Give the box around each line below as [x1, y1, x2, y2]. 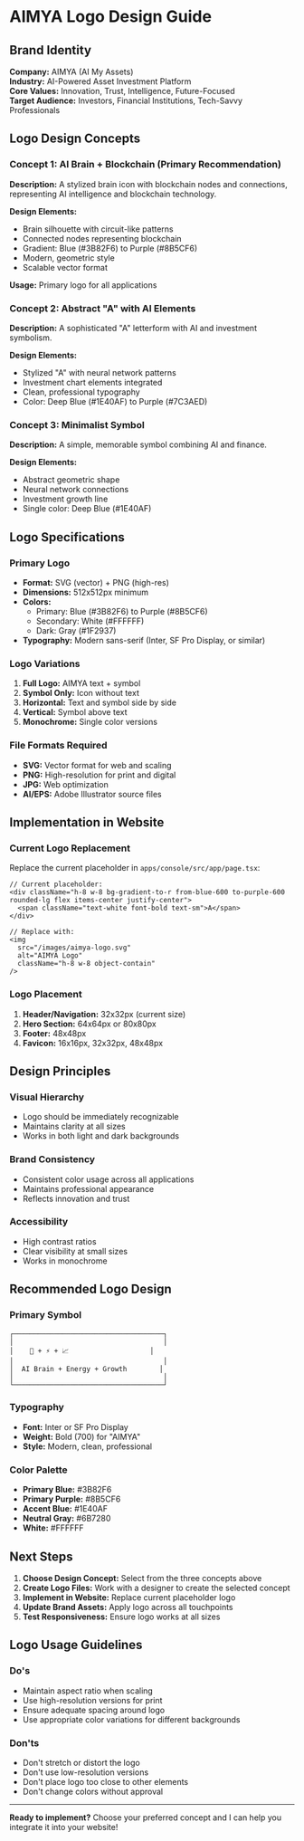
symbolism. [9, 332, 52, 343]
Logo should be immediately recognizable [22, 1111, 179, 1122]
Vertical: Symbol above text [22, 707, 128, 718]
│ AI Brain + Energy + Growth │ [9, 1364, 165, 1373]
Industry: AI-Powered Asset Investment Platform [9, 76, 192, 87]
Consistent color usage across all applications [22, 1174, 195, 1185]
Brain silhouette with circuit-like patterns [22, 224, 174, 234]
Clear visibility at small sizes [22, 1245, 128, 1256]
